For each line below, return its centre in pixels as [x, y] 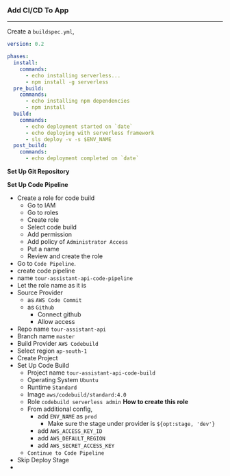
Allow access [56, 322]
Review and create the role [65, 256]
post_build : [30, 146]
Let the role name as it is [52, 286]
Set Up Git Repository [38, 172]
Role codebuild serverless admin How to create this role [108, 402]
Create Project [37, 358]
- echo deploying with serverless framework [90, 133]
